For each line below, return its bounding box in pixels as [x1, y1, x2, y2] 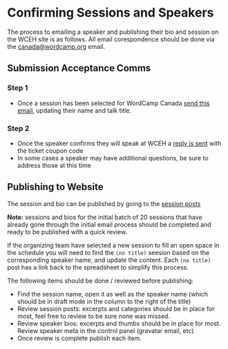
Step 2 [7, 123, 30, 133]
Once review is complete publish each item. [17, 334, 142, 342]
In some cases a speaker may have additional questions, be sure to [17, 153, 209, 162]
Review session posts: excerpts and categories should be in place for [17, 304, 216, 312]
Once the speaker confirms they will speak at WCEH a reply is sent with [17, 139, 222, 147]
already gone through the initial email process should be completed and [7, 220, 212, 229]
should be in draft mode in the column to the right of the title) [17, 297, 191, 305]
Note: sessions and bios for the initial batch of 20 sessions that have [7, 213, 202, 221]
